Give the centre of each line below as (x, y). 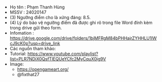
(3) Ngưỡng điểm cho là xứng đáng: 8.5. (50, 17)
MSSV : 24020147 (28, 12)
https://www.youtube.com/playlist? (63, 54)
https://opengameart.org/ (43, 69)
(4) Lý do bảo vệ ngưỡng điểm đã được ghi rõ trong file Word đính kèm (81, 22)
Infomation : (22, 33)
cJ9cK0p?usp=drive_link (35, 43)
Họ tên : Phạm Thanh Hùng (37, 7)
